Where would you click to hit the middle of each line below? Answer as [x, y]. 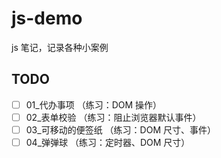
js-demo [47, 18]
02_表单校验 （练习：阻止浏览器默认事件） [113, 117]
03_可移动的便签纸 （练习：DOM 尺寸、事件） [120, 129]
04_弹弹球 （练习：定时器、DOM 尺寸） [108, 142]
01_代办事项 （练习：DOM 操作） [94, 104]
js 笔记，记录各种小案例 [60, 47]
